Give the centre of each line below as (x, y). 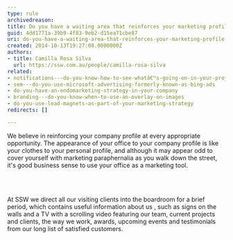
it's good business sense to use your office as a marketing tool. (98, 165)
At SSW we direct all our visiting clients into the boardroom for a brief (106, 199)
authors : (20, 53)
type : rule (23, 13)
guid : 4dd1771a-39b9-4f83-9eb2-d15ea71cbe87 (72, 33)
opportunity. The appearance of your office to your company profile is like (113, 143)
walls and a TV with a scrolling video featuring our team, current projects (111, 214)
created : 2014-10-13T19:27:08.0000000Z (65, 46)
